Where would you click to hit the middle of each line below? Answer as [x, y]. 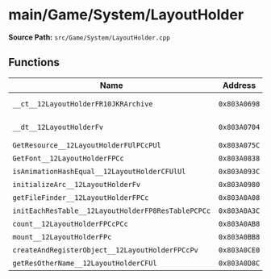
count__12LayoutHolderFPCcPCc [71, 224]
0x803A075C [239, 145]
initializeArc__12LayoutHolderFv [77, 184]
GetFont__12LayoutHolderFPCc [68, 158]
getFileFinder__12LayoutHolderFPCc [81, 198]
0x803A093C [239, 171]
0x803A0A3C [239, 210]
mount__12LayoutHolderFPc [62, 237]
